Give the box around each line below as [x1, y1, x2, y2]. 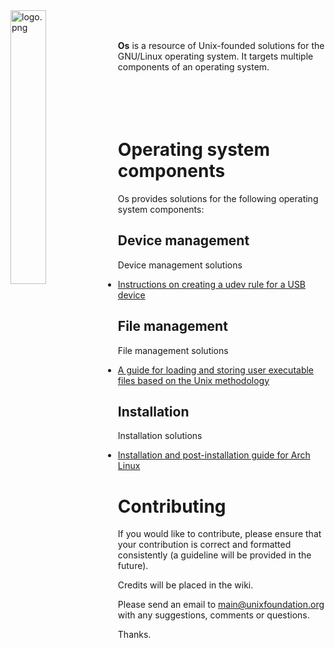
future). [117, 560, 149, 572]
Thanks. [117, 629, 152, 641]
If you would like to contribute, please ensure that [117, 528, 322, 540]
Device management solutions [117, 259, 243, 271]
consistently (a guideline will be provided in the [117, 549, 312, 561]
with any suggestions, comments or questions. [117, 609, 310, 621]
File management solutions [117, 344, 229, 356]
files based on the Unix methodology [117, 374, 270, 386]
